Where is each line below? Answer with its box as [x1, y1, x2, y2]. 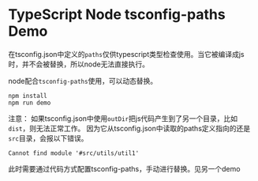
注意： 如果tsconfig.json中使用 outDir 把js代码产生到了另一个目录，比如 [8, 113, 238, 123]
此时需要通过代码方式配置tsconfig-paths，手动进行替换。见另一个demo [8, 164, 241, 173]
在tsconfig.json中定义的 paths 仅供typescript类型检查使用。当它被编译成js [8, 49, 245, 58]
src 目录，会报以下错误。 [8, 133, 88, 143]
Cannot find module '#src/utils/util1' [8, 149, 140, 157]
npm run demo [8, 99, 51, 107]
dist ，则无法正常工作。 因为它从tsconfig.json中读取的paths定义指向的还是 [8, 123, 251, 133]
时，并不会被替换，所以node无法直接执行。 [8, 59, 150, 69]
